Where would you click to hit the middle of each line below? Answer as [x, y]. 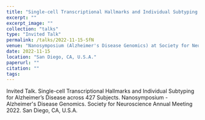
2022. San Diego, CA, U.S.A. [42, 110]
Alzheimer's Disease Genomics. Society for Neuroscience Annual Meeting [99, 104]
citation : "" [23, 68]
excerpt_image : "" [30, 23]
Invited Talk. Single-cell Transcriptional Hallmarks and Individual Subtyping [100, 91]
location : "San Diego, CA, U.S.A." [52, 57]
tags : [13, 74]
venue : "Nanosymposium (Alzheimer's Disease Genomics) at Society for [98, 46]
